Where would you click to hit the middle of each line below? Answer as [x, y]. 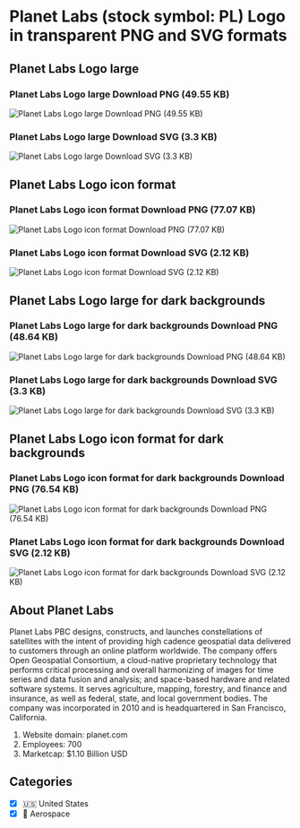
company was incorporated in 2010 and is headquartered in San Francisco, [148, 707]
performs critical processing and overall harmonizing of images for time [141, 669]
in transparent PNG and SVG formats [148, 35]
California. [28, 717]
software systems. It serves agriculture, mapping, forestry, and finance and [148, 688]
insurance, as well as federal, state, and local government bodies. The [139, 698]
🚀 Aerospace [46, 814]
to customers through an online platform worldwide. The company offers [143, 651]
